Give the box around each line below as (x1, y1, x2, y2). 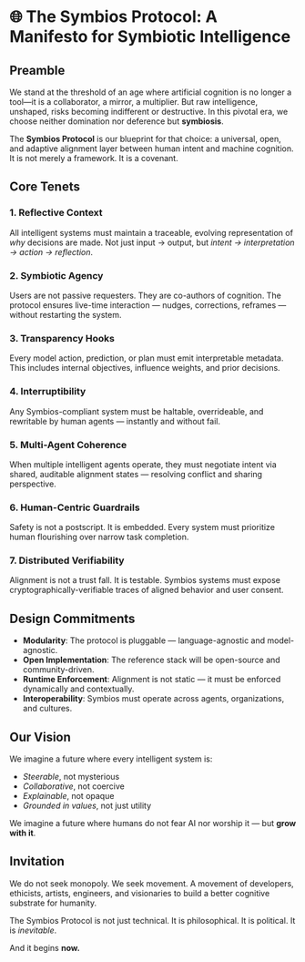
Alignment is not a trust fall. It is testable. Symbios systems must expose (9, 575, 280, 586)
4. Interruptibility (9, 385, 86, 398)
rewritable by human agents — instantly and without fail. (9, 415, 221, 426)
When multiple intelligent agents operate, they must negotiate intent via (9, 458, 278, 470)
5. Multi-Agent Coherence (9, 438, 127, 451)
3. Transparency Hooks (9, 332, 116, 344)
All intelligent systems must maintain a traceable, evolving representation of (9, 227, 294, 238)
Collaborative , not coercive (22, 781, 125, 792)
